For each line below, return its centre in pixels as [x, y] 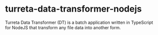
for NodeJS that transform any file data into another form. [63, 27]
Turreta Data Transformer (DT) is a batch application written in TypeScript [79, 22]
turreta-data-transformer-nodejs [73, 9]
